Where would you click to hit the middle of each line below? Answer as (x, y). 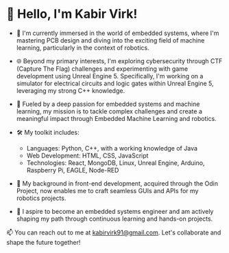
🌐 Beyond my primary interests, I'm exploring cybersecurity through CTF (119, 60)
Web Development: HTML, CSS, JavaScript (87, 155)
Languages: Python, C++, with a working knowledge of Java (112, 148)
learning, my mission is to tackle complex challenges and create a (109, 111)
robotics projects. (41, 198)
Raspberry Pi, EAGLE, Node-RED (73, 170)
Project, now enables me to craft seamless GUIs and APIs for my (107, 190)
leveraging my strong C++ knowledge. (70, 90)
